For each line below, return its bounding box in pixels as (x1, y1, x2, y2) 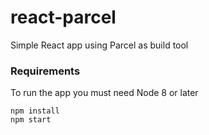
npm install (10, 106, 60, 116)
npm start (10, 115, 52, 125)
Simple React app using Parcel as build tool (10, 39, 189, 51)
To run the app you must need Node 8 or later (10, 87, 199, 99)
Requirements (10, 64, 81, 78)
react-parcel (10, 6, 117, 29)
